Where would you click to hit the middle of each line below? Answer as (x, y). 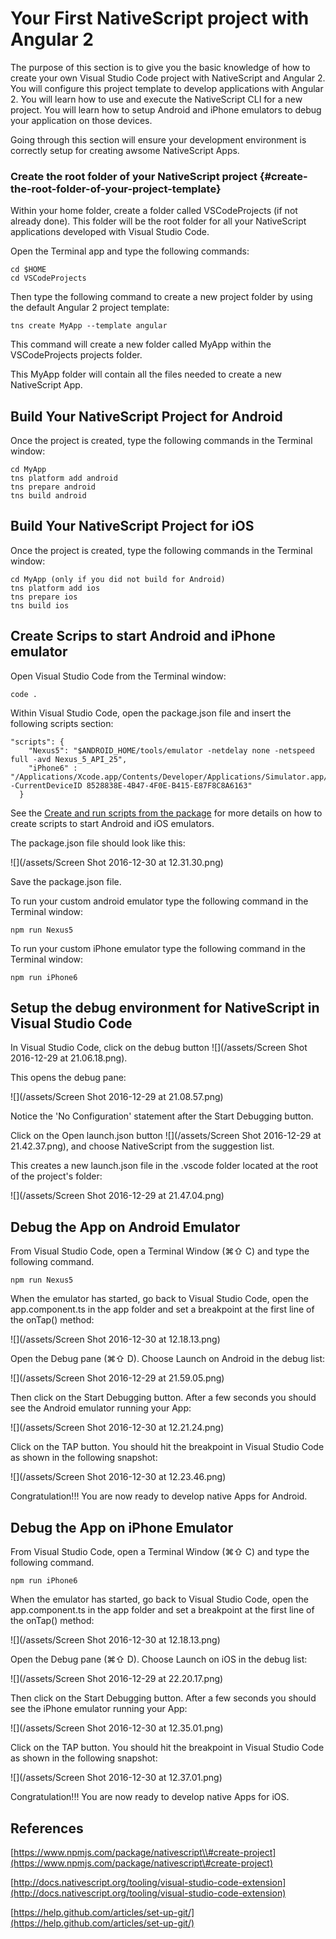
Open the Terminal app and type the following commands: (130, 251)
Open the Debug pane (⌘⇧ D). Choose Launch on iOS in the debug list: (159, 1659)
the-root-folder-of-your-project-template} (116, 189)
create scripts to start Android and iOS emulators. (112, 823)
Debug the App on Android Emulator (125, 1227)
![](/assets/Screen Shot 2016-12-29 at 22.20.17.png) (117, 1679)
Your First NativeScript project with (160, 18)
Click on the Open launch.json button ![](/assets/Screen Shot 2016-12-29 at (166, 1136)
